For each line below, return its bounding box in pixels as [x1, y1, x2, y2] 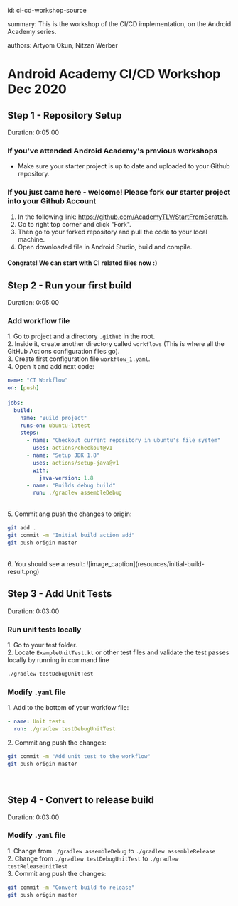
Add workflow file [7, 316, 70, 325]
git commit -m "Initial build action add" [7, 532, 135, 539]
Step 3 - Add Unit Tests [7, 588, 112, 600]
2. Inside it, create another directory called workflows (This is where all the [7, 340, 225, 348]
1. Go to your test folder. [7, 641, 77, 649]
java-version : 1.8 [38, 474, 94, 482]
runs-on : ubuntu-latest [20, 422, 91, 429]
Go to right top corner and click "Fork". [17, 220, 131, 228]
